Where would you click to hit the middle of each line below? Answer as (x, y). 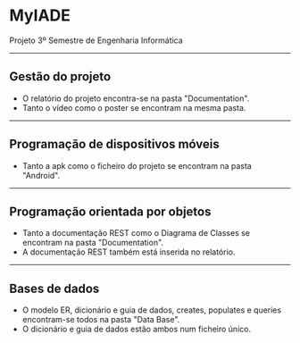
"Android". (41, 175)
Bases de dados (54, 288)
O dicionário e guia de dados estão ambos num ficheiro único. (137, 329)
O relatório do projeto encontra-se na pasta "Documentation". (136, 98)
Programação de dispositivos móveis (115, 144)
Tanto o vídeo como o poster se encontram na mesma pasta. (134, 107)
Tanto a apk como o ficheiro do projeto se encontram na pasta (137, 165)
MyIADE (40, 16)
